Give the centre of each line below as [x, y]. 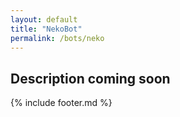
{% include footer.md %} [61, 103]
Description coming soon [90, 78]
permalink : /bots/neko [57, 38]
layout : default [44, 19]
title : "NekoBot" [46, 29]
